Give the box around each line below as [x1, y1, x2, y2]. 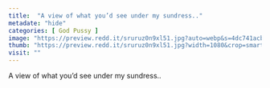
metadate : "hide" [8, 19, 67, 27]
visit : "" [8, 49, 42, 57]
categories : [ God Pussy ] [8, 26, 99, 34]
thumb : [8, 42, 31, 50]
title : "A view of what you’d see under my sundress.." [8, 11, 203, 20]
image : [8, 34, 31, 42]
